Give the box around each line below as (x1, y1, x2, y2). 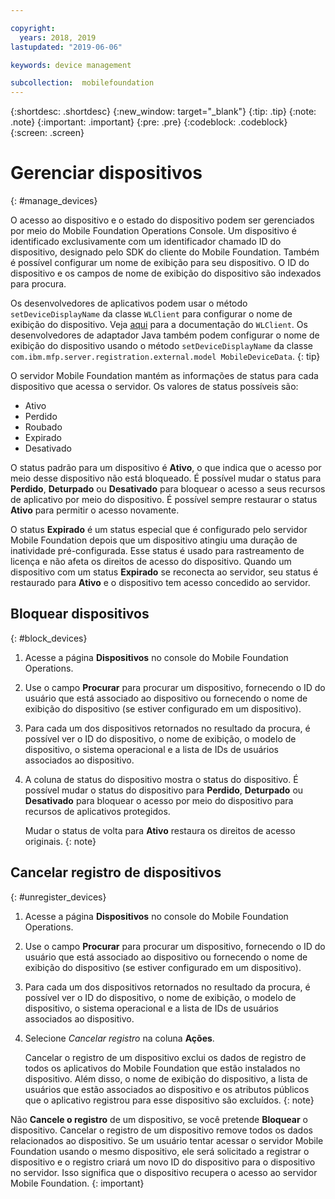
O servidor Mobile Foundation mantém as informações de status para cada (10, 370, 319, 382)
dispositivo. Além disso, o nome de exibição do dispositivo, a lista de (24, 1072, 308, 1085)
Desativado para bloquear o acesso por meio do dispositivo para (24, 794, 294, 806)
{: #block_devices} (10, 632, 88, 644)
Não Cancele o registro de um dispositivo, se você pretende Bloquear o (10, 1113, 309, 1125)
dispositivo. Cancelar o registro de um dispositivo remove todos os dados (10, 1124, 313, 1136)
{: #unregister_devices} (10, 891, 107, 903)
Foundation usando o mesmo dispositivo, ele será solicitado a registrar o (10, 1145, 310, 1157)
